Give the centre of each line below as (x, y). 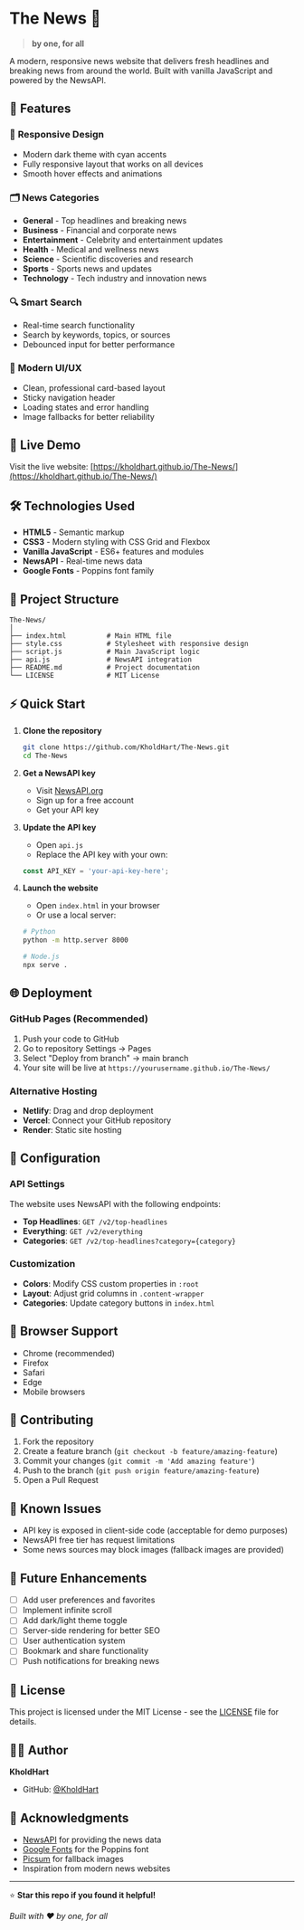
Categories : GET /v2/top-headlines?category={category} (129, 1241)
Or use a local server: (76, 915)
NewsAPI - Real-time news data (82, 561)
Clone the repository (62, 730)
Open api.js (60, 844)
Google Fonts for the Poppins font (85, 1849)
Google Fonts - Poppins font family (88, 571)
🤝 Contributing (52, 1420)
